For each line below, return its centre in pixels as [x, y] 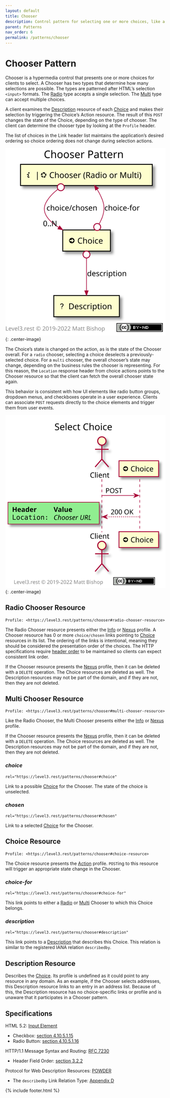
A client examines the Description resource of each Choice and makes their [84, 109]
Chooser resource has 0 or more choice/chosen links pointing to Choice [80, 635]
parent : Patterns [24, 27]
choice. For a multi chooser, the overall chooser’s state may [88, 360]
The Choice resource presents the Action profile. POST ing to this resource [82, 863]
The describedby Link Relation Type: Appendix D [63, 1081]
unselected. [18, 791]
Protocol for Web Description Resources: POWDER [59, 1071]
